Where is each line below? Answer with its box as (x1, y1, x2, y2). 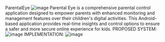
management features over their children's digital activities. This (5, 15, 137, 21)
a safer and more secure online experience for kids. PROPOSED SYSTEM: (5, 26, 157, 32)
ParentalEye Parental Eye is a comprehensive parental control (5, 5, 151, 10)
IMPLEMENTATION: (24, 31, 64, 37)
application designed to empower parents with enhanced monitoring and (5, 10, 155, 16)
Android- (138, 15, 157, 21)
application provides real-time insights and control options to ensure (19, 20, 160, 26)
